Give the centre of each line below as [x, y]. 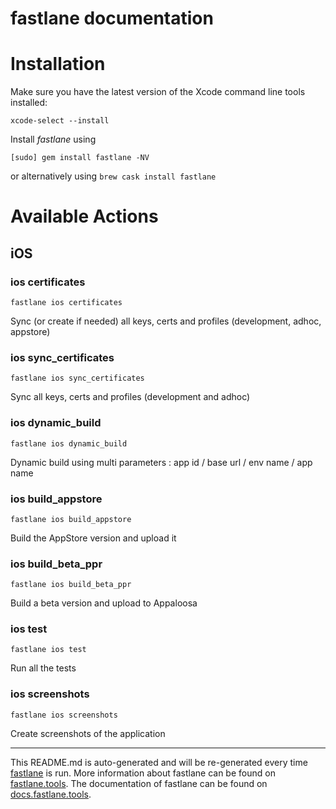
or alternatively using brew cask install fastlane [113, 176]
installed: [29, 103]
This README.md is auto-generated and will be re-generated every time [159, 762]
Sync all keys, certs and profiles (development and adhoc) [130, 397]
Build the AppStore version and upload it [93, 538]
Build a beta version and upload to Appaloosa [104, 603]
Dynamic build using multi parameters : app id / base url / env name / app [161, 462]
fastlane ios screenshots [64, 715]
